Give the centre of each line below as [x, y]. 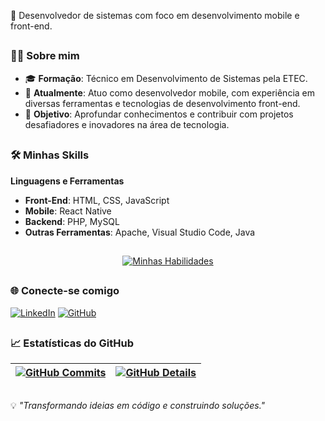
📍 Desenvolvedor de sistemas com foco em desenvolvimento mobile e [155, 15]
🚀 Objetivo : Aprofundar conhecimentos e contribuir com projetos [159, 114]
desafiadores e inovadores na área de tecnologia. [127, 124]
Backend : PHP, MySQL [72, 221]
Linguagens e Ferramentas [67, 181]
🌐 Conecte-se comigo [65, 291]
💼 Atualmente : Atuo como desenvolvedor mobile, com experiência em [169, 92]
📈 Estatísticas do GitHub [72, 343]
